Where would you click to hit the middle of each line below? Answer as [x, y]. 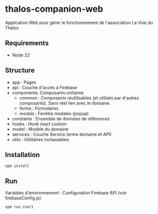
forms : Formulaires [39, 108]
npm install [17, 166]
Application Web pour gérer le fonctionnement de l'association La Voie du [79, 23]
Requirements [27, 43]
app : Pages [24, 82]
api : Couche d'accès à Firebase [44, 87]
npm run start [20, 207]
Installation [22, 155]
